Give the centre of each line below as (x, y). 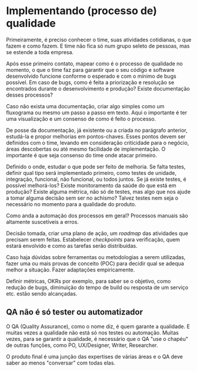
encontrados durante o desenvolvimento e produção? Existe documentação (98, 88)
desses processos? (29, 95)
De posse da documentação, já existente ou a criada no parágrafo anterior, (97, 130)
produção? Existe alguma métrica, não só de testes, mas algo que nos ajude (98, 191)
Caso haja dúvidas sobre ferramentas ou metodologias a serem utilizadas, (96, 257)
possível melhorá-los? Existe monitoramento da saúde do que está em (91, 185)
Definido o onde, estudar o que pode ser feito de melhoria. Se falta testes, (96, 167)
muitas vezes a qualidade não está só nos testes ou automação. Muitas (93, 332)
